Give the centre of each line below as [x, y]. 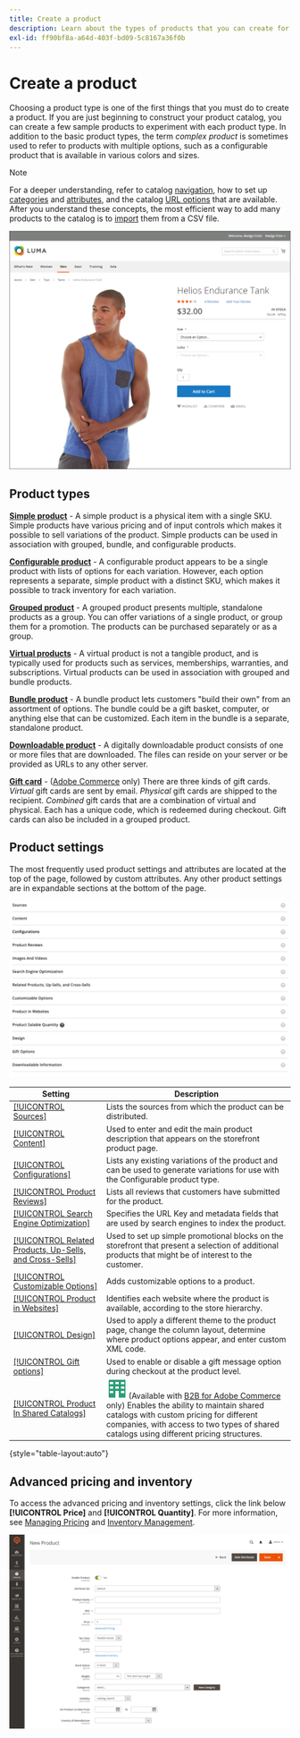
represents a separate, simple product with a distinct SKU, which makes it [145, 581]
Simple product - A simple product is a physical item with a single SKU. [141, 515]
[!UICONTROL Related [54, 1241]
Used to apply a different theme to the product [191, 1320]
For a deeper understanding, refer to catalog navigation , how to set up [138, 190]
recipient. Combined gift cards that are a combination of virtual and [133, 800]
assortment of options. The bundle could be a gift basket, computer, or [139, 708]
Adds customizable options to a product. [180, 1281]
